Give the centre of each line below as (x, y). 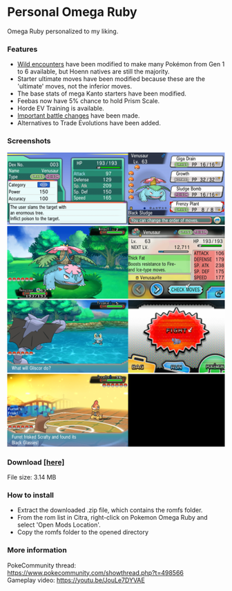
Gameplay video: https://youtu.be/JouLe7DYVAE (76, 580)
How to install (30, 495)
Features (22, 49)
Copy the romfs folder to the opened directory (83, 532)
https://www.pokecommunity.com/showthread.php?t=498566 (96, 572)
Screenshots (29, 141)
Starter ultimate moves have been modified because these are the (111, 79)
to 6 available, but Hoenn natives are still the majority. (94, 72)
